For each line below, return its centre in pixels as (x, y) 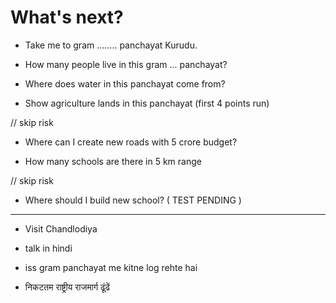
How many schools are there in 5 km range (113, 161)
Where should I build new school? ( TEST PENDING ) (133, 200)
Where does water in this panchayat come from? (125, 83)
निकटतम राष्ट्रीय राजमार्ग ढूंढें (67, 287)
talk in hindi (48, 248)
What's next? (67, 17)
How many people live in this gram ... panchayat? (126, 64)
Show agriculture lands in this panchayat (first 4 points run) (147, 103)
